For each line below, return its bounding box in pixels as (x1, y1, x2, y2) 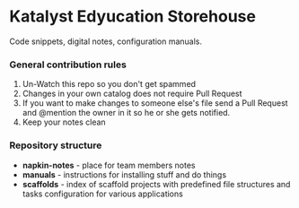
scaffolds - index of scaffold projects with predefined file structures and (22, 178, 291, 189)
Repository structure (9, 139, 102, 152)
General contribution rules (9, 58, 128, 71)
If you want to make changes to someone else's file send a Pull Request (22, 98, 289, 108)
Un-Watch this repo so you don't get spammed (22, 79, 196, 90)
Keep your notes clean (22, 117, 106, 127)
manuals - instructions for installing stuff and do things (22, 169, 227, 180)
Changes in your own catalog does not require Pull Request (22, 88, 242, 100)
